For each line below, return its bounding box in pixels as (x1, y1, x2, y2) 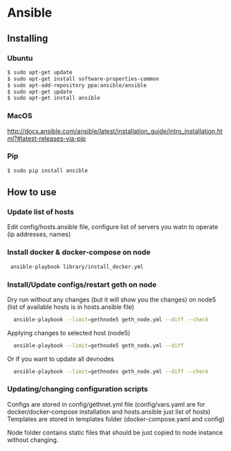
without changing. (7, 435, 59, 444)
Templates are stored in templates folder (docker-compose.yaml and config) (7, 414, 225, 423)
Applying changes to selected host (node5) (7, 328, 131, 337)
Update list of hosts (7, 207, 75, 217)
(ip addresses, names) (7, 230, 71, 238)
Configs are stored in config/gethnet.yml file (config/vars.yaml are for (7, 400, 205, 408)
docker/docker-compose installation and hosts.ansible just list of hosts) (7, 407, 211, 416)
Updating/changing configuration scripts (7, 384, 149, 394)
